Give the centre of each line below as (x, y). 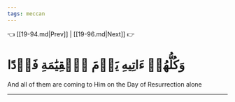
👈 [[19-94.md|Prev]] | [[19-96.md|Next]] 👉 (71, 34)
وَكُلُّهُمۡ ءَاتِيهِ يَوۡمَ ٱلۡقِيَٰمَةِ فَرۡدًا (96, 65)
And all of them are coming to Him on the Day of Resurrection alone (105, 84)
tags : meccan (26, 14)
